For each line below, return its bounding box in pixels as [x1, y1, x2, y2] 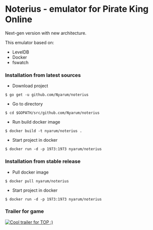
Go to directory [12, 101, 43, 107]
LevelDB [12, 49, 29, 55]
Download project [12, 83, 49, 89]
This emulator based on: [5, 39, 54, 45]
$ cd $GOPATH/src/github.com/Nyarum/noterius [5, 110, 100, 116]
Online [5, 14, 33, 25]
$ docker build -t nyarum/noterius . [5, 128, 82, 133]
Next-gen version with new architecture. [5, 30, 87, 36]
